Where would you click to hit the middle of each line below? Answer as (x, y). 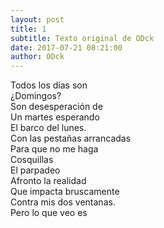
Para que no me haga (54, 149)
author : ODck (37, 57)
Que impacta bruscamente (65, 192)
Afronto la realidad (48, 181)
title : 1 (28, 29)
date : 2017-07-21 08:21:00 (66, 47)
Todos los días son (49, 85)
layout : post (37, 19)
